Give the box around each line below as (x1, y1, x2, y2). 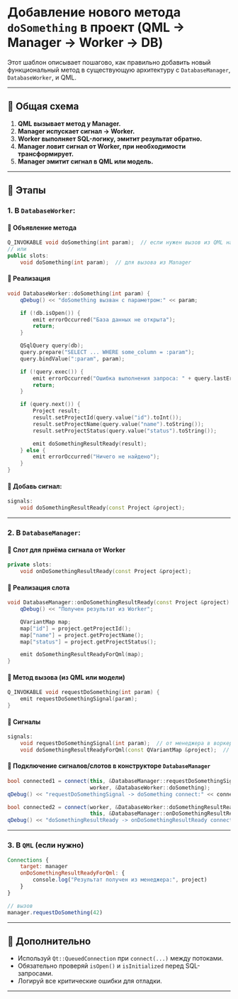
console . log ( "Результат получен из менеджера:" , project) (33, 876, 208, 884)
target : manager (20, 863, 69, 870)
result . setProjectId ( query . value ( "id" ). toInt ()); (33, 414, 182, 422)
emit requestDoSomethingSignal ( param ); (20, 695, 138, 702)
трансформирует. (17, 149, 74, 158)
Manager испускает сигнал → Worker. (17, 127, 135, 135)
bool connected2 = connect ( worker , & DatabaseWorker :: (7, 803, 170, 811)
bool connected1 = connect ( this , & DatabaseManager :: (7, 777, 166, 784)
